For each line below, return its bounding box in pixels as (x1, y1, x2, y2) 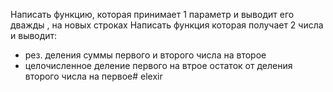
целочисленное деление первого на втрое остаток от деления (24, 60, 293, 71)
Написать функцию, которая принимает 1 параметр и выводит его (10, 9, 295, 20)
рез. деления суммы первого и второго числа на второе (24, 49, 267, 61)
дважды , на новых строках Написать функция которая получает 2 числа (10, 19, 324, 31)
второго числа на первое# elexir (24, 70, 163, 82)
